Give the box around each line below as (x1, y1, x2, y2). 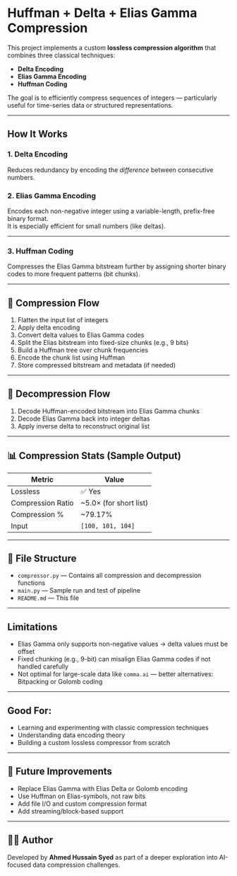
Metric (30, 474, 54, 484)
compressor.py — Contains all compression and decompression (17, 571, 202, 580)
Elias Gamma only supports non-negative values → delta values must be (17, 639, 229, 649)
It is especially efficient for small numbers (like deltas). (7, 222, 166, 230)
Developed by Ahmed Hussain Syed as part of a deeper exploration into (7, 853, 218, 861)
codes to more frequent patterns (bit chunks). (7, 270, 140, 278)
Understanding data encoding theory (17, 731, 126, 739)
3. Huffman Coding (7, 246, 74, 256)
